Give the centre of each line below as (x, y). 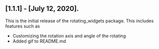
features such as (23, 26)
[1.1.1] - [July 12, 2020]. (42, 9)
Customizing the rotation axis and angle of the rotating (69, 35)
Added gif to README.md (39, 41)
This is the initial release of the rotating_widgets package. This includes (79, 20)
